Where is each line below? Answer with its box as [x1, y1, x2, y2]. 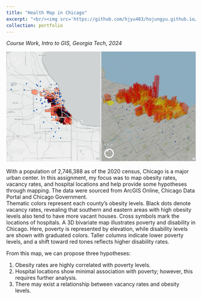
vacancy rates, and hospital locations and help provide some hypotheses [6, 180, 188, 188]
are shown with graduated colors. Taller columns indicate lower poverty [6, 232, 184, 239]
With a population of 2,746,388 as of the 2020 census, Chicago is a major [6, 168, 189, 175]
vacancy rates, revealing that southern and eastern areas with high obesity [6, 206, 192, 214]
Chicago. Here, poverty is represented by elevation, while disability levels [6, 226, 188, 233]
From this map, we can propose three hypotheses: [6, 250, 131, 257]
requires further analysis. [14, 274, 78, 282]
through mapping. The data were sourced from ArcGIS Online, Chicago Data [6, 187, 195, 194]
